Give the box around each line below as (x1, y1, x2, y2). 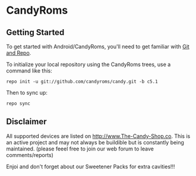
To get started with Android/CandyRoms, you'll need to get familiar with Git (6, 43, 190, 50)
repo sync (6, 100, 31, 106)
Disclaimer (6, 117, 47, 127)
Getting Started (6, 27, 65, 37)
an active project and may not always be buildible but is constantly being (6, 139, 184, 146)
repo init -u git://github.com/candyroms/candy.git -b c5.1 (6, 78, 159, 84)
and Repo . (6, 49, 31, 56)
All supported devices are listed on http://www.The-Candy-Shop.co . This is (6, 132, 191, 140)
